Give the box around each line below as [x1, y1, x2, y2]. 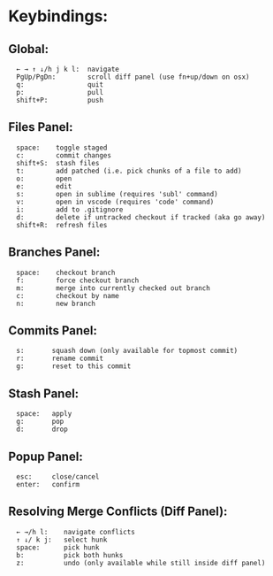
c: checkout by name [16, 291, 120, 300]
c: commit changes [16, 150, 112, 160]
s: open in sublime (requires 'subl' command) [16, 189, 218, 198]
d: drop [16, 425, 68, 434]
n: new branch [16, 299, 96, 308]
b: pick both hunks [16, 550, 124, 559]
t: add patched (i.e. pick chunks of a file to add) [16, 166, 242, 175]
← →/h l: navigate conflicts [16, 527, 136, 536]
